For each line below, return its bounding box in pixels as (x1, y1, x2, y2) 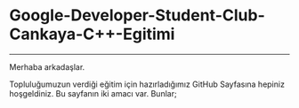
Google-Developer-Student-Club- (9, 5, 265, 26)
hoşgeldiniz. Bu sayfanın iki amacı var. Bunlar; (9, 88, 177, 98)
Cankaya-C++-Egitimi (9, 24, 175, 44)
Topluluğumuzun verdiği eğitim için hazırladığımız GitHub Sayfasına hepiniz (9, 79, 285, 89)
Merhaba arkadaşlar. (9, 61, 85, 72)
